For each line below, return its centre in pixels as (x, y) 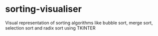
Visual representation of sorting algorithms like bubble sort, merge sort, (79, 23)
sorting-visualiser (43, 9)
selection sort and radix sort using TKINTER (50, 28)
